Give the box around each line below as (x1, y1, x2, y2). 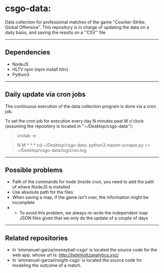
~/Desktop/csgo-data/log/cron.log (17, 147, 87, 153)
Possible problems (5, 166, 63, 174)
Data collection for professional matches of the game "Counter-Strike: (5, 19, 146, 25)
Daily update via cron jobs (5, 90, 86, 99)
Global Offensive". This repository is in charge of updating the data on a (5, 24, 149, 30)
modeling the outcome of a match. (12, 262, 82, 269)
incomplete (12, 200, 35, 206)
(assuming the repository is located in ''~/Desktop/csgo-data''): (5, 123, 133, 129)
